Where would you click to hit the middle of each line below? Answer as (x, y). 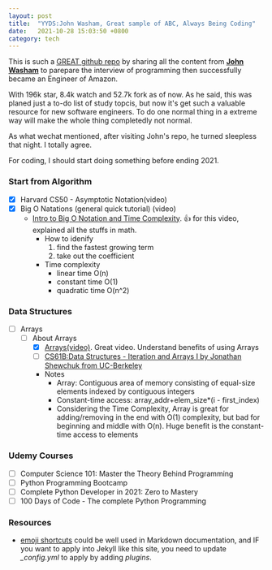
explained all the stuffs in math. (84, 230)
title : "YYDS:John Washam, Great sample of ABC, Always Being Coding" (132, 24)
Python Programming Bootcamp (74, 482)
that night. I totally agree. (50, 145)
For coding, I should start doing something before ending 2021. (114, 161)
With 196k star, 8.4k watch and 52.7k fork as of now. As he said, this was (130, 95)
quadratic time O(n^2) (93, 290)
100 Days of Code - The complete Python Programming (113, 501)
